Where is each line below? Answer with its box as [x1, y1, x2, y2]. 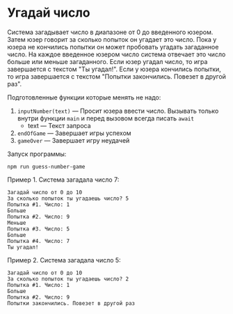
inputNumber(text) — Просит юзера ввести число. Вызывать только [17, 107, 219, 115]
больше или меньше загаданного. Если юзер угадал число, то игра [7, 57, 208, 65]
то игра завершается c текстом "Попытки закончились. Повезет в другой [7, 72, 226, 81]
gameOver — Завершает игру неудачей [17, 136, 130, 144]
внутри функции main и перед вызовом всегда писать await [17, 113, 195, 123]
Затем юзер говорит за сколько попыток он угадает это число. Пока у [7, 35, 217, 43]
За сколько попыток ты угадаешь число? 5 [7, 195, 129, 202]
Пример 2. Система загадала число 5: [7, 256, 121, 264]
